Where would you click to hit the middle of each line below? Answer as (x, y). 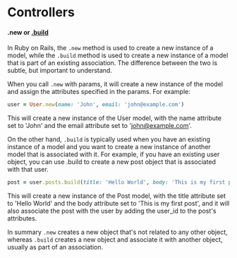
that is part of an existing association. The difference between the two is (112, 63)
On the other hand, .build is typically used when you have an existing (109, 139)
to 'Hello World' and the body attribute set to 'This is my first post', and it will (119, 204)
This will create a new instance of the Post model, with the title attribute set (117, 196)
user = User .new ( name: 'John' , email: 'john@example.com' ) (96, 105)
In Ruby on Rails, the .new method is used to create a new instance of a (110, 48)
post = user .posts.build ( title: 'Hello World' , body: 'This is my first (116, 182)
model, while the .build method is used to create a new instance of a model (118, 55)
